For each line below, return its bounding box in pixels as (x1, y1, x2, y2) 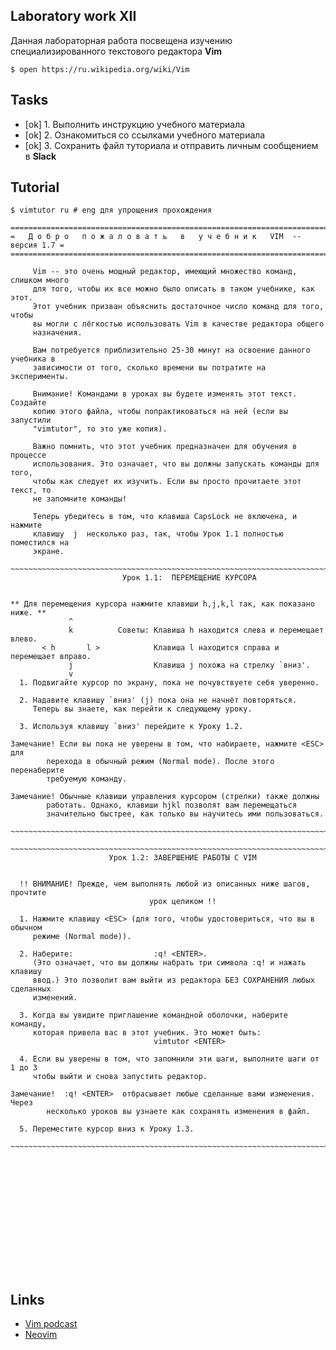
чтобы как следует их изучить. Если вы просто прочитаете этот (32, 477, 302, 487)
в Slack (24, 150, 57, 162)
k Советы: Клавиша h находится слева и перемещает (68, 625, 325, 636)
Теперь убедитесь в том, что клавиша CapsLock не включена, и (32, 512, 298, 522)
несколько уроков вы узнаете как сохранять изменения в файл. (46, 1107, 311, 1117)
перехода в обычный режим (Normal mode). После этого (46, 757, 275, 767)
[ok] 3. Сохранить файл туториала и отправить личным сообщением (24, 139, 319, 151)
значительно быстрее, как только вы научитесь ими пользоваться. (46, 809, 325, 819)
